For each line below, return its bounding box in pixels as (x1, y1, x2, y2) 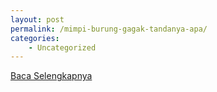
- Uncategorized (28, 42, 97, 53)
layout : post (10, 14, 65, 25)
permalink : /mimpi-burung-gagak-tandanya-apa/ (10, 24, 208, 34)
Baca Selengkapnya (10, 70, 93, 82)
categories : (10, 33, 60, 43)
